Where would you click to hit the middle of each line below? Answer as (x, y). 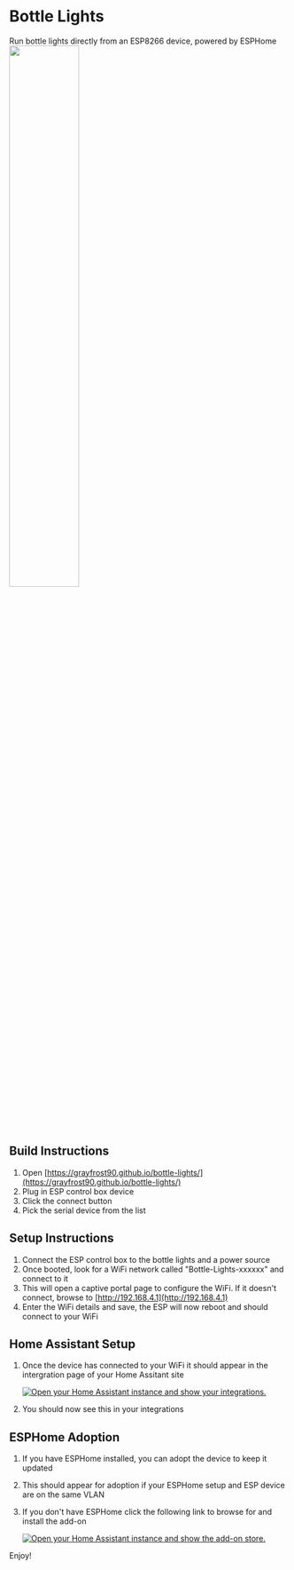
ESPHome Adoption (65, 1437)
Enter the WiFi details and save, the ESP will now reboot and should (145, 1306)
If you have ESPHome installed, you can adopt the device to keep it (144, 1459)
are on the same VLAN (63, 1495)
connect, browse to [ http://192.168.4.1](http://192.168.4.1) (125, 1297)
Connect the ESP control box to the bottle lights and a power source (146, 1259)
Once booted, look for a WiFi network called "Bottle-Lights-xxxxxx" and (153, 1269)
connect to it (45, 1278)
